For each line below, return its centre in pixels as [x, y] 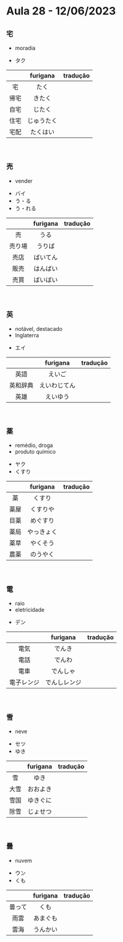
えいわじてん [58, 385]
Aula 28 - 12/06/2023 [61, 11]
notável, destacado [39, 329]
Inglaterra [27, 335]
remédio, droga [34, 445]
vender [24, 181]
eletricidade [30, 610]
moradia [25, 48]
